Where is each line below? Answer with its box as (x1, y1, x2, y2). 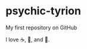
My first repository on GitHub (5, 24, 77, 31)
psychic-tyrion (5, 4, 82, 18)
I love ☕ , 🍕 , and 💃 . (5, 36, 50, 43)
